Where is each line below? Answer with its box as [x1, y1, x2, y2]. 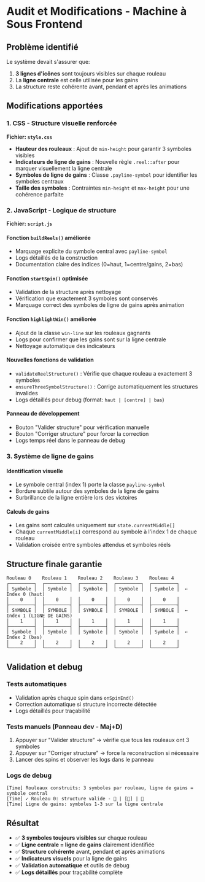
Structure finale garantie [6, 559, 102, 569]
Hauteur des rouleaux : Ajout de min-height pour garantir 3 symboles [15, 145, 192, 152]
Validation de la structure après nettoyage [15, 288, 122, 296]
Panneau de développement [6, 410, 80, 417]
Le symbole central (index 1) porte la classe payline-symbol [15, 481, 166, 489]
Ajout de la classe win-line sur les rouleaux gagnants [15, 329, 151, 336]
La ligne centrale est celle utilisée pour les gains [15, 77, 139, 83]
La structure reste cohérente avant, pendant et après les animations [15, 83, 187, 90]
